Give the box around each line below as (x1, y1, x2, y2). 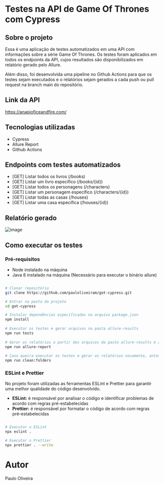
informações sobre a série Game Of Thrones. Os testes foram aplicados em (5, 51, 157, 57)
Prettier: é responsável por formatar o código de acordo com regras (12, 406, 150, 412)
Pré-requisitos (5, 255, 40, 262)
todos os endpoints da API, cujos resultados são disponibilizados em (5, 57, 143, 62)
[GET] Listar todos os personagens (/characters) (12, 184, 110, 190)
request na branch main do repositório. (5, 82, 84, 88)
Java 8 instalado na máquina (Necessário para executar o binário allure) (12, 272, 157, 277)
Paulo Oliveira (5, 475, 33, 481)
